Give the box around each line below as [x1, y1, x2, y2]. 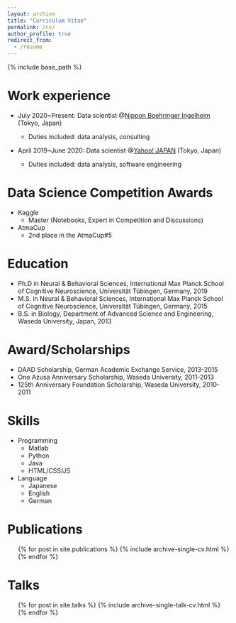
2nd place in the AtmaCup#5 [28, 231, 112, 239]
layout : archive [7, 10, 55, 18]
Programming [17, 436, 58, 444]
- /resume [13, 43, 43, 50]
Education [7, 256, 69, 272]
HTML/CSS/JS [28, 466, 71, 475]
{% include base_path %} [7, 63, 82, 71]
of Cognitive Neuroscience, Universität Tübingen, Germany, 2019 [17, 287, 208, 295]
